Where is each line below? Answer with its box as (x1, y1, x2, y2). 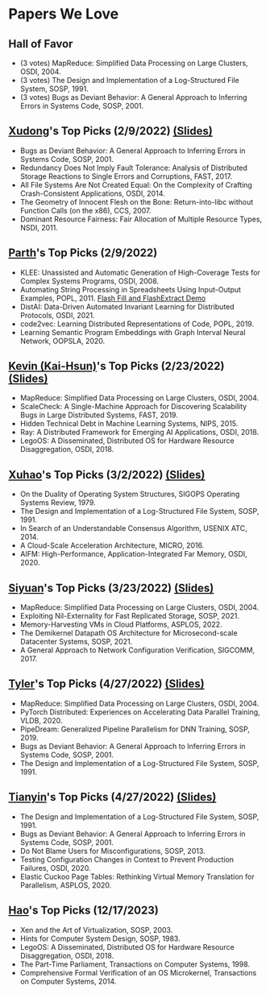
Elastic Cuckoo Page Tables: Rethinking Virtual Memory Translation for (19, 872, 255, 881)
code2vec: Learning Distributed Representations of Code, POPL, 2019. (19, 319, 255, 329)
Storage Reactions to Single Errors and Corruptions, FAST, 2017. (19, 171, 233, 181)
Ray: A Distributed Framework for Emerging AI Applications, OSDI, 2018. (19, 428, 260, 437)
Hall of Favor (8, 37, 73, 51)
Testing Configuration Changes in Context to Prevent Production (19, 855, 235, 864)
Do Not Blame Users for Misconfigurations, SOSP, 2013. (19, 846, 206, 855)
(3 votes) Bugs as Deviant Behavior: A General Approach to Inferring (19, 93, 247, 101)
